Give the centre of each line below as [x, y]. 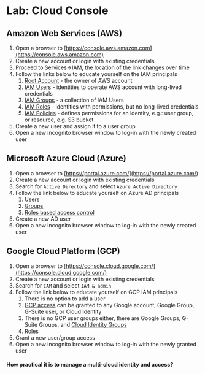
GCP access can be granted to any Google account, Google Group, [109, 305]
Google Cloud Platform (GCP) [64, 251]
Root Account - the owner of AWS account [78, 81]
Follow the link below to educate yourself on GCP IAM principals [96, 292]
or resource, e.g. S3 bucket [59, 120]
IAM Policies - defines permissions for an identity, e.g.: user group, [109, 113]
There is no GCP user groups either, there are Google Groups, [102, 318]
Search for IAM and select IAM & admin [63, 285]
